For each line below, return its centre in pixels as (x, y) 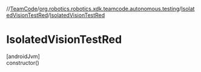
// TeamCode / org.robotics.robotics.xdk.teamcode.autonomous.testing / (94, 9)
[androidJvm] (23, 56)
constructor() (23, 62)
